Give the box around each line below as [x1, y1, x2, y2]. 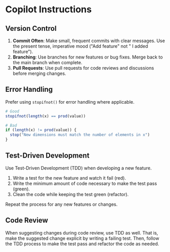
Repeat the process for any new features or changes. [5, 201, 118, 207]
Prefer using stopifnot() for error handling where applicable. [5, 99, 135, 105]
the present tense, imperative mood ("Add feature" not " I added [12, 43, 148, 49]
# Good [5, 109, 19, 114]
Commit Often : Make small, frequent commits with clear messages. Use [12, 37, 165, 44]
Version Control [5, 24, 57, 33]
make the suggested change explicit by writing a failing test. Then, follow [5, 235, 160, 241]
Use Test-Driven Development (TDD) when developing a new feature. [5, 165, 152, 171]
